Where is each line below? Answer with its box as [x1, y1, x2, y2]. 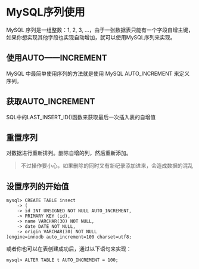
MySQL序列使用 [6, 5, 85, 19]
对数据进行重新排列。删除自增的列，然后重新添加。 [6, 150, 132, 157]
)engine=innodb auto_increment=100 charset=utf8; [6, 234, 132, 240]
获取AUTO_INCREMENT [6, 97, 95, 107]
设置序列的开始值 [6, 181, 69, 191]
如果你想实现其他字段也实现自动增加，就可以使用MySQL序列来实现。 [6, 33, 176, 41]
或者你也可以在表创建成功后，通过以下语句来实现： [6, 245, 132, 252]
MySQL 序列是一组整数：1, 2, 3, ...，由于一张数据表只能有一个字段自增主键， [6, 26, 194, 33]
